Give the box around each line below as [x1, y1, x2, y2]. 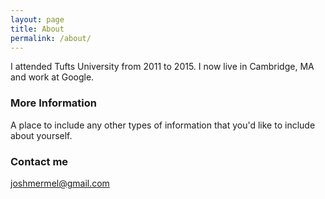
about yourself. [10, 129, 73, 141]
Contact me [10, 154, 69, 168]
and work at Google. [10, 71, 95, 83]
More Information [10, 96, 97, 110]
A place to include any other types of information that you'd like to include [10, 119, 316, 131]
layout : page [10, 14, 65, 25]
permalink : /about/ [10, 33, 92, 43]
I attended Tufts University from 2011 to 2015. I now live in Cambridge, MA [10, 61, 315, 73]
